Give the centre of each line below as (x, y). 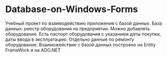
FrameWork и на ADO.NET (33, 50)
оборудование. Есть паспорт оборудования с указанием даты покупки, (83, 34)
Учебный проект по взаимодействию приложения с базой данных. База (83, 23)
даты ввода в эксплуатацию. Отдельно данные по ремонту (70, 39)
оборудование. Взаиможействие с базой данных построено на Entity (81, 44)
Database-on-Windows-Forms (72, 9)
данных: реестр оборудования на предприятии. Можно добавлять (78, 28)
